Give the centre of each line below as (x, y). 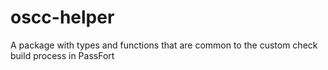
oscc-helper (62, 17)
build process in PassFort (62, 55)
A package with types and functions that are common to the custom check (164, 45)
